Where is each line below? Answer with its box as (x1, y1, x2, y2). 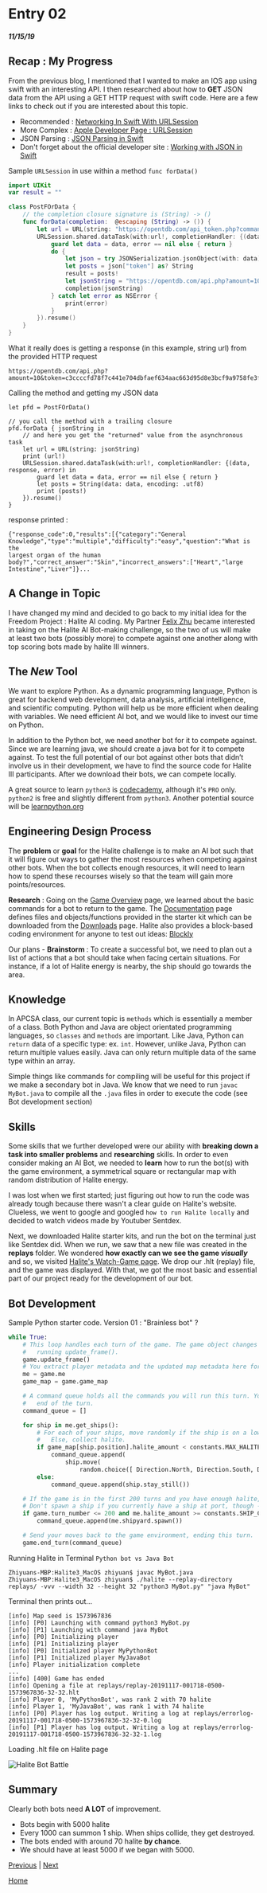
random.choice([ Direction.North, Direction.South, (79, 1465, 254, 1473)
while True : (8, 1333, 48, 1341)
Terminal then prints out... (8, 1596, 93, 1606)
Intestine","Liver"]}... (8, 565, 91, 573)
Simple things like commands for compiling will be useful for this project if (8, 1072, 250, 1081)
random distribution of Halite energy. (8, 1175, 129, 1185)
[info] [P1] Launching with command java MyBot (8, 1625, 169, 1633)
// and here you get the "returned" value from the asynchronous (22, 432, 244, 440)
